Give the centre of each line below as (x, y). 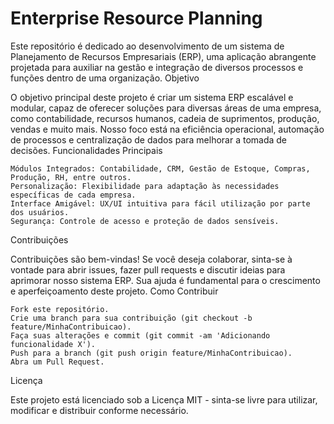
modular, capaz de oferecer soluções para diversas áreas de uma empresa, (166, 108)
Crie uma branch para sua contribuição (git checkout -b (131, 318)
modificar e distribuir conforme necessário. (99, 410)
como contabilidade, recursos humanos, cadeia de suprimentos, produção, (165, 118)
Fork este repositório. (60, 309)
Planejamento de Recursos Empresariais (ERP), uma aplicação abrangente (163, 56)
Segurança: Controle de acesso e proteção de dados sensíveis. (145, 221)
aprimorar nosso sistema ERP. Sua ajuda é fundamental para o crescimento (165, 280)
